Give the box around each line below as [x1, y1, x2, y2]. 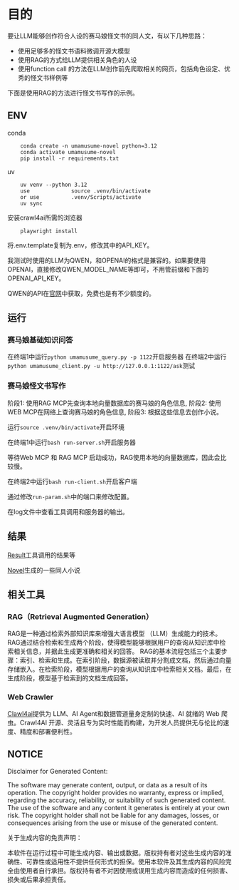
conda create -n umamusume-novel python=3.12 [20, 142, 158, 150]
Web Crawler [7, 692, 53, 702]
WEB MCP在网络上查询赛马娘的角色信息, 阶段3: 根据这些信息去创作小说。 [7, 407, 223, 416]
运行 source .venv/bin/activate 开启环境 [7, 422, 124, 431]
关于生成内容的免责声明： [7, 834, 83, 842]
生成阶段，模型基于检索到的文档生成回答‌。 [7, 674, 132, 682]
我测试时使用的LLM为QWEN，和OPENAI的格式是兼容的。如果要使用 [7, 256, 206, 265]
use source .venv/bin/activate [20, 187, 152, 195]
